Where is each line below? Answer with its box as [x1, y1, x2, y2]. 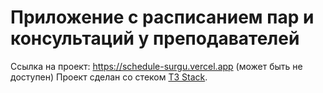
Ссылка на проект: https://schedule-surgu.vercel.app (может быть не [10, 60, 303, 72]
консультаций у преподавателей [10, 27, 300, 50]
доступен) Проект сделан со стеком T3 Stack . [10, 71, 208, 83]
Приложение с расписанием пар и [10, 6, 315, 29]
